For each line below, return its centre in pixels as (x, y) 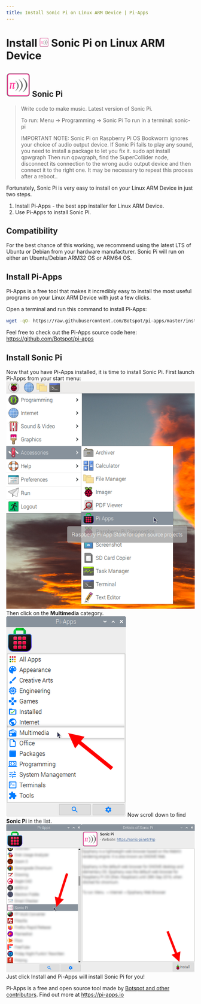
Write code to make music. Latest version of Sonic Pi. (86, 108)
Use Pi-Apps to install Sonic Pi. (53, 212)
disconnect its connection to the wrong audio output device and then (106, 163)
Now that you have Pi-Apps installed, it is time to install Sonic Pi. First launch (100, 372)
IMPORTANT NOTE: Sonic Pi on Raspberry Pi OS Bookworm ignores (104, 138)
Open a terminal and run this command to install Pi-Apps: (77, 309)
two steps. (19, 194)
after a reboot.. (39, 176)
